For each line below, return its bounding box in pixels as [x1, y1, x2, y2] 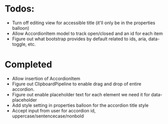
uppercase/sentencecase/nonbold [12, 113, 84, 119]
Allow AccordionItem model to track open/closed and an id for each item [12, 30, 163, 36]
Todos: [5, 3, 35, 15]
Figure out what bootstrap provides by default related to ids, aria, [12, 36, 147, 42]
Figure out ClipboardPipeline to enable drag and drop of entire [12, 81, 142, 87]
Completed [5, 59, 52, 71]
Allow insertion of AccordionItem [12, 75, 81, 81]
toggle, [12, 41, 27, 47]
